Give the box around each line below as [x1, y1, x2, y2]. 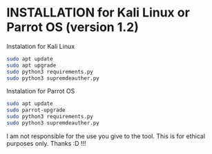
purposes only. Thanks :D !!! [6, 139, 87, 147]
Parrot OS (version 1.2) [6, 19, 139, 35]
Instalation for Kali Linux [6, 42, 75, 50]
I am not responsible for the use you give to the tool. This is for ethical [6, 132, 205, 140]
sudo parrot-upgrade [6, 107, 66, 114]
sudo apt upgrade [6, 62, 57, 69]
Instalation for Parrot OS [6, 87, 75, 96]
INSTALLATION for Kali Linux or [6, 5, 191, 21]
